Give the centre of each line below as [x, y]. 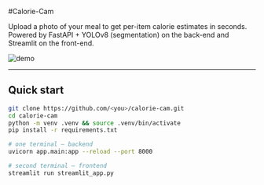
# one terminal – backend [50, 144]
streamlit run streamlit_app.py [61, 173]
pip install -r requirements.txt [63, 130]
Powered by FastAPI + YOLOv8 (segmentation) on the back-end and [119, 35]
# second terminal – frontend [58, 166]
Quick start [36, 91]
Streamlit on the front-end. [51, 43]
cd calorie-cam [33, 116]
